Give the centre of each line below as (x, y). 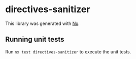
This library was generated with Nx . (42, 23)
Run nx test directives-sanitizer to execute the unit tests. (68, 51)
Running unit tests (35, 39)
